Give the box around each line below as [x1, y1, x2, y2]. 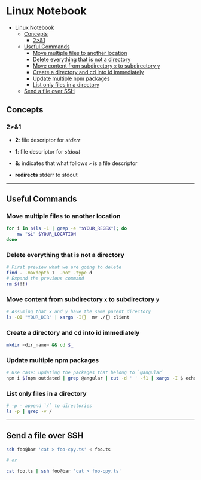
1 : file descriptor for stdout [14, 148, 81, 155]
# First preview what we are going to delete [6, 264, 121, 270]
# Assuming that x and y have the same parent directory [6, 309, 151, 315]
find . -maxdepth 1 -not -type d [6, 270, 93, 276]
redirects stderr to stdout [14, 171, 78, 178]
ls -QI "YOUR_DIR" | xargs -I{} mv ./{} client [6, 314, 130, 320]
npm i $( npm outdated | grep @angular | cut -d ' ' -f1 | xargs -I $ [6, 375, 184, 381]
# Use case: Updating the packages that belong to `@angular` [6, 369, 165, 376]
